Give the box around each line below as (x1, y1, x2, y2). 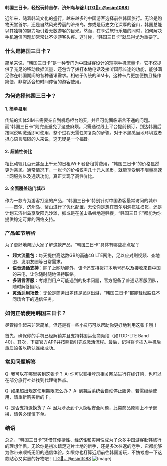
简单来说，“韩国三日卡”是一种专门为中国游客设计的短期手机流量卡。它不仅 (5, 60, 158, 66)
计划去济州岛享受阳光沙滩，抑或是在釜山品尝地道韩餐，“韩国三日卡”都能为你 (5, 210, 162, 216)
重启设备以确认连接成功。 (5, 345, 58, 351)
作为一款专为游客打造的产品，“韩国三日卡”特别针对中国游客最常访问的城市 (5, 197, 158, 203)
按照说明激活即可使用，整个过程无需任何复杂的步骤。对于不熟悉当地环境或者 (5, 130, 162, 136)
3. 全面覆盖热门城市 (5, 185, 46, 191)
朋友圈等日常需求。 (25, 259, 65, 265)
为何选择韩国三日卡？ (5, 92, 56, 99)
